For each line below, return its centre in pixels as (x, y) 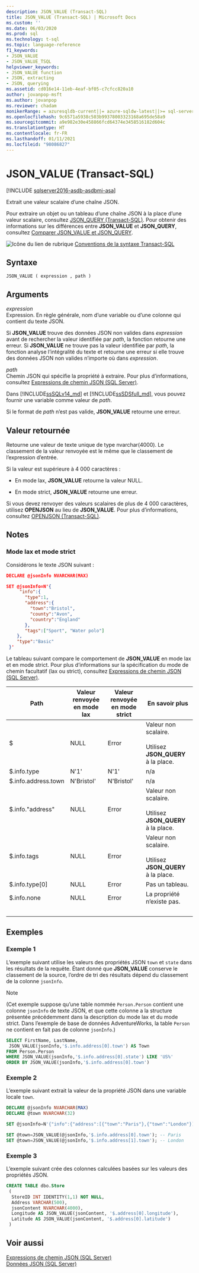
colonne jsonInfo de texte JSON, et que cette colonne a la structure (89, 1010)
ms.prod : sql (22, 34)
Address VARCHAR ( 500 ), (39, 1202)
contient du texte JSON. (36, 321)
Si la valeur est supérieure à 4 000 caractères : (63, 469)
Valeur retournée (38, 430)
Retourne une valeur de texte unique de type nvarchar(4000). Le (85, 445)
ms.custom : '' (24, 23)
